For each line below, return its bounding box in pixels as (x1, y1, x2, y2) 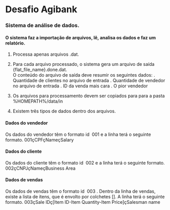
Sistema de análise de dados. (5, 22, 80, 29)
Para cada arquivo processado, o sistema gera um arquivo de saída (12, 61, 155, 67)
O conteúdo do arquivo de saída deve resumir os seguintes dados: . (12, 72, 155, 78)
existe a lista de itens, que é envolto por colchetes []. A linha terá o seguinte (5, 193, 165, 200)
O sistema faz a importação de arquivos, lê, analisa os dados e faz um (5, 34, 156, 40)
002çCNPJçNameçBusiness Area (5, 165, 76, 171)
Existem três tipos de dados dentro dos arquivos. (12, 108, 116, 114)
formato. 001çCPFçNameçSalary (5, 136, 74, 143)
